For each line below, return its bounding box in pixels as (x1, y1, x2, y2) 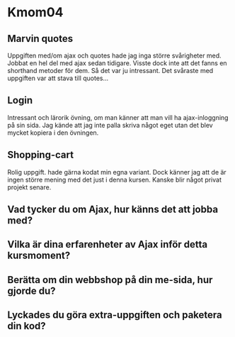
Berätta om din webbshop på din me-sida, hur (7, 274, 213, 286)
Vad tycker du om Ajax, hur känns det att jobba (7, 204, 218, 216)
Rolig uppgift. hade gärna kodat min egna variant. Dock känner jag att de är (7, 167, 227, 176)
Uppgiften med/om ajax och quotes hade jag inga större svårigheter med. (7, 51, 222, 60)
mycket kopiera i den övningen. (7, 128, 99, 137)
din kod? (7, 320, 46, 332)
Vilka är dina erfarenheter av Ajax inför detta (7, 238, 208, 250)
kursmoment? (7, 250, 71, 262)
